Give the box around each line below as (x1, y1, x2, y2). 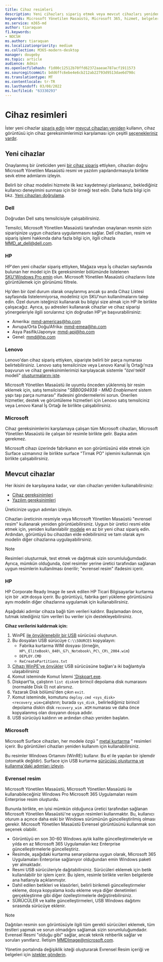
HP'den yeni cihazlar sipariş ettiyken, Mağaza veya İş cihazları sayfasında (5, 263, 152, 269)
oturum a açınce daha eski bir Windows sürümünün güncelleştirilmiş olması (5, 816, 156, 822)
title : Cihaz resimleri (5, 7, 53, 12)
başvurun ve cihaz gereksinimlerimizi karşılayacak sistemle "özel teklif (5, 367, 146, 374)
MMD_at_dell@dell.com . (5, 241, 53, 246)
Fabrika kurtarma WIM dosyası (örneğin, (19, 643, 100, 649)
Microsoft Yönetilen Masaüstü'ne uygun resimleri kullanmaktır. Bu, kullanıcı (5, 811, 154, 817)
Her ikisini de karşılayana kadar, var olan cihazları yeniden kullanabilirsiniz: (5, 483, 154, 489)
